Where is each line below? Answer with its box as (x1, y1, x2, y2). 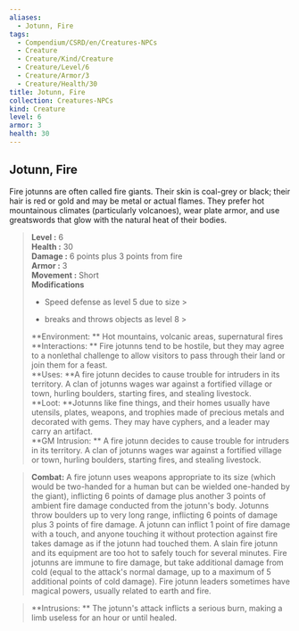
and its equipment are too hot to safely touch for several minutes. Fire (30, 547, 287, 558)
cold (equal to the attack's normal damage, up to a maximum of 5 (30, 566, 272, 577)
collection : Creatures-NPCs (9, 95, 114, 105)
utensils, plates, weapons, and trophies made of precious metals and (30, 407, 285, 418)
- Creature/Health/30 (17, 79, 98, 88)
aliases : (9, 12, 42, 22)
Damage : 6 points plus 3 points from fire (30, 251, 183, 262)
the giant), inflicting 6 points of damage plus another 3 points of (30, 490, 266, 501)
